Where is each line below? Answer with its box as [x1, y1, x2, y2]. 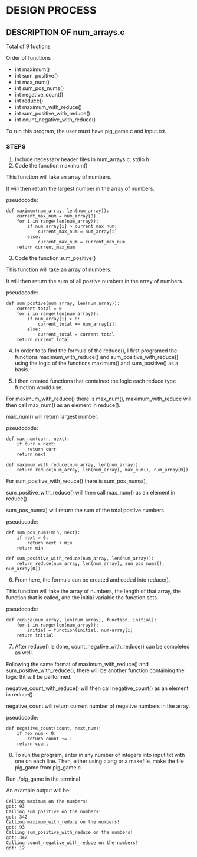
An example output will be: [6, 787, 71, 794]
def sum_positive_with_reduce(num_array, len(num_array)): [6, 556, 155, 561]
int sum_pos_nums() [14, 85, 64, 92]
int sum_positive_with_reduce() [14, 110, 90, 117]
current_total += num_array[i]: [37, 321, 117, 328]
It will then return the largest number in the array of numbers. [6, 185, 155, 192]
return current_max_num [17, 244, 75, 251]
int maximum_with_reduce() [14, 104, 83, 110]
